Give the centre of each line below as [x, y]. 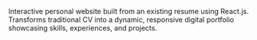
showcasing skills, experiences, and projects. [83, 28]
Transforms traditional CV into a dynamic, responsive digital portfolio [121, 20]
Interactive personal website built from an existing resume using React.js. [128, 11]
